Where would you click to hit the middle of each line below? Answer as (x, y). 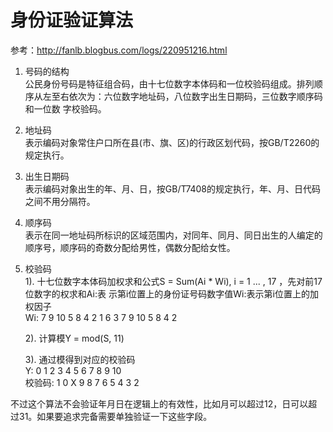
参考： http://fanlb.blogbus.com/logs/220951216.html (119, 50)
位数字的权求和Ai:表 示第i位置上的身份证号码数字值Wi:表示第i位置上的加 (171, 293)
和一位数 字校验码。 (65, 108)
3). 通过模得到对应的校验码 (80, 359)
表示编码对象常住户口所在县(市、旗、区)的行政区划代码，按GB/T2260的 (172, 142)
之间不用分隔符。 (60, 201)
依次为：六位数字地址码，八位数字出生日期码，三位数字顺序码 (195, 96)
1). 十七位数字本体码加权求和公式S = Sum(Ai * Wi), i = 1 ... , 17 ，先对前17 (173, 281)
